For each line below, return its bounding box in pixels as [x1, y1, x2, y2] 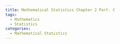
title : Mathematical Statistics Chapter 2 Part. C [5, 7, 115, 13]
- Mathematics [10, 17, 40, 22]
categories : [5, 26, 31, 31]
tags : [5, 12, 17, 17]
